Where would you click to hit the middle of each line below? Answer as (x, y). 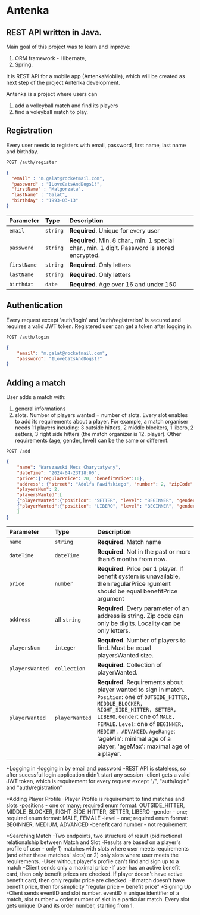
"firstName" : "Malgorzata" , (48, 189)
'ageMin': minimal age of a (134, 738)
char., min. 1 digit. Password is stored (122, 248)
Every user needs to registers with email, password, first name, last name (96, 145)
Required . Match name (129, 542)
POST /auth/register (32, 162)
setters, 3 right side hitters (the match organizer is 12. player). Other (98, 434)
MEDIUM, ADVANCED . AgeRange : (136, 731)
